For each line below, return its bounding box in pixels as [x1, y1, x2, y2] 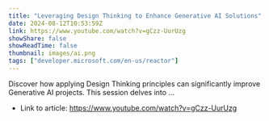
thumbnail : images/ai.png [8, 49, 95, 57]
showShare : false [8, 34, 67, 43]
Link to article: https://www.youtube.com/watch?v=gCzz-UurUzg [19, 102, 237, 113]
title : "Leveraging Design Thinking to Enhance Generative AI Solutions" [8, 11, 263, 20]
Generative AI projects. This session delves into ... [8, 87, 175, 97]
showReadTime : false [8, 42, 78, 50]
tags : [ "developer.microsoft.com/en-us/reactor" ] [8, 57, 179, 65]
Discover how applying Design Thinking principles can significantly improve [8, 78, 261, 89]
